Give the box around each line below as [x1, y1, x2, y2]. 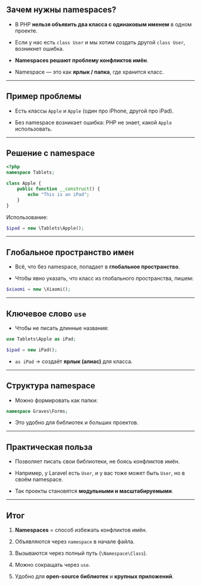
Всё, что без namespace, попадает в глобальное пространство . [14, 263, 181, 270]
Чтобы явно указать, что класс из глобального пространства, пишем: [14, 275, 194, 282]
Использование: [6, 213, 48, 220]
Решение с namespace [6, 148, 95, 158]
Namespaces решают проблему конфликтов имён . [14, 56, 148, 64]
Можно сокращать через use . [14, 561, 91, 568]
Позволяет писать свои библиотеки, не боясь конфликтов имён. [14, 458, 180, 465]
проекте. [14, 27, 38, 34]
